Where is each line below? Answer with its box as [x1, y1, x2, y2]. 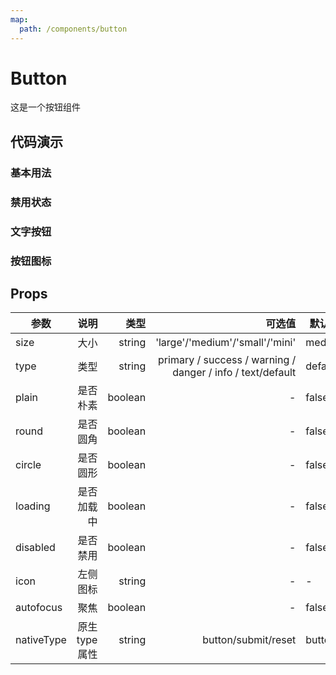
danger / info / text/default [172, 366, 297, 380]
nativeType [15, 633, 67, 647]
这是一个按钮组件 [10, 101, 81, 113]
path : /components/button [19, 24, 128, 34]
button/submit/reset [202, 633, 297, 647]
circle [15, 458, 42, 472]
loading [15, 499, 51, 513]
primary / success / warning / [158, 353, 297, 367]
